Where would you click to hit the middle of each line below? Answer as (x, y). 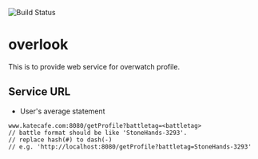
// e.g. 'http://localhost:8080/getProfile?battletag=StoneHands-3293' (130, 147)
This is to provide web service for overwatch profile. (94, 66)
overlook (38, 45)
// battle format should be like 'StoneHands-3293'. (98, 133)
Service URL (40, 92)
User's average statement (62, 111)
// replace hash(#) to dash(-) (60, 140)
